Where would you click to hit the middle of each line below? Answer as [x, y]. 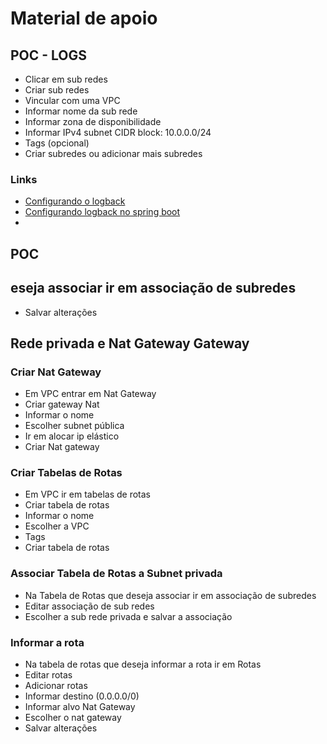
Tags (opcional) [57, 143]
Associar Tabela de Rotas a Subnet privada [116, 574]
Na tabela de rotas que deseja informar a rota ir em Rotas [143, 664]
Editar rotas [48, 675]
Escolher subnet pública [74, 426]
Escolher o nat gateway [73, 718]
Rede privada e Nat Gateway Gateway [130, 343]
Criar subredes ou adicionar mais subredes [113, 153]
